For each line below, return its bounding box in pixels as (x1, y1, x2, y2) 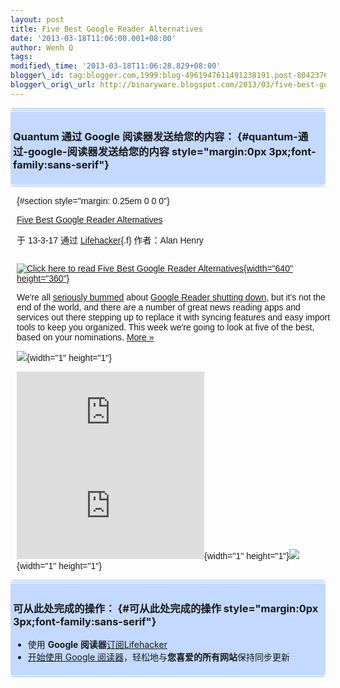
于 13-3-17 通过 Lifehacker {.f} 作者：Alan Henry (16, 235, 204, 246)
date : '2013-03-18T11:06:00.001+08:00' (10, 33, 177, 43)
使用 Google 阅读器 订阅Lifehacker (27, 639, 168, 651)
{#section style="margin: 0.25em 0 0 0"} (16, 196, 170, 207)
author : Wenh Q (10, 42, 74, 53)
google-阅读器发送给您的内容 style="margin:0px (28, 144, 267, 158)
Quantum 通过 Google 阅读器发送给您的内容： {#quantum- (13, 129, 298, 143)
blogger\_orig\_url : (10, 80, 97, 90)
